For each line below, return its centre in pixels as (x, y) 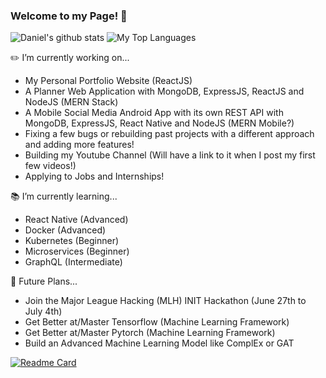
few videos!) (50, 166)
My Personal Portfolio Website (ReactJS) (108, 81)
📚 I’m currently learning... (64, 196)
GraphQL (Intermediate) (73, 262)
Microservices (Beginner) (77, 251)
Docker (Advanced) (65, 230)
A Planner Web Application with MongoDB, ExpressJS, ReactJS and (164, 91)
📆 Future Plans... (44, 281)
